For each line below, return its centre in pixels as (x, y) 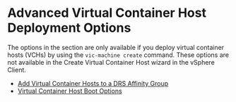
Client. (17, 70)
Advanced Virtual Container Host (107, 13)
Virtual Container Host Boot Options (70, 91)
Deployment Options (69, 28)
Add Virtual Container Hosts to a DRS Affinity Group (93, 83)
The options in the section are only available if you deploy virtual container (116, 47)
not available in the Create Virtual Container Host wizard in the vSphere (111, 62)
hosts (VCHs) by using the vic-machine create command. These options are (118, 55)
